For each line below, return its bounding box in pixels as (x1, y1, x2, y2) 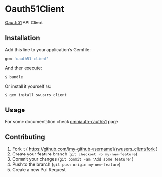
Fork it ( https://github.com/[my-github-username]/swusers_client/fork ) (12, 146, 158, 152)
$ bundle (5, 74, 23, 79)
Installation (5, 34, 40, 42)
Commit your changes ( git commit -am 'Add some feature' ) (12, 156, 134, 162)
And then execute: (5, 65, 42, 71)
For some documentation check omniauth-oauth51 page (5, 119, 118, 125)
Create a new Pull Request (12, 167, 66, 173)
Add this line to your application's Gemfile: (5, 46, 91, 52)
